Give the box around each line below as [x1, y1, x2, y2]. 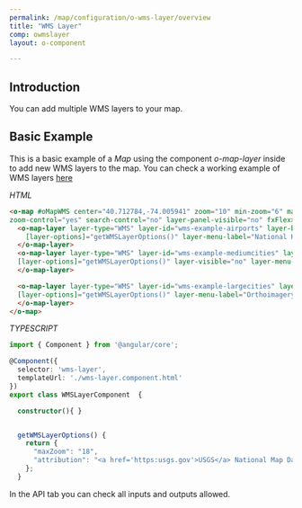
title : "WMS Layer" [9, 22, 83, 31]
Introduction [9, 79, 81, 94]
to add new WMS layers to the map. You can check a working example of [9, 163, 280, 174]
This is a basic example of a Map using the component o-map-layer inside [9, 153, 286, 164]
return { [25, 439, 58, 448]
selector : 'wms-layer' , [17, 365, 106, 374]
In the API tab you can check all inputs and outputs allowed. [9, 488, 231, 499]
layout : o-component [9, 38, 87, 48]
